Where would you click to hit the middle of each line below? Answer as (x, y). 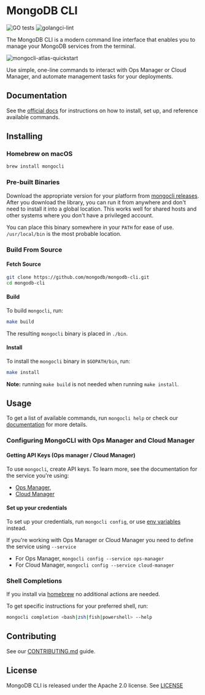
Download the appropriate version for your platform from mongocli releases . (103, 196)
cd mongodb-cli (26, 283)
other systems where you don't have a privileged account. (80, 215)
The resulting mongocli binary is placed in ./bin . (67, 333)
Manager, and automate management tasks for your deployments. (90, 76)
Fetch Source (24, 264)
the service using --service (41, 546)
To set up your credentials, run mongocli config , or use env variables (94, 521)
